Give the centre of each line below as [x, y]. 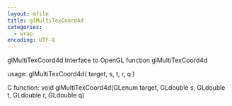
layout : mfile [28, 14]
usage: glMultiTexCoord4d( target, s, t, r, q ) [71, 74]
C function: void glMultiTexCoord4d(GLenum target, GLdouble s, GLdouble [116, 88]
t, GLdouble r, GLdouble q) [46, 95]
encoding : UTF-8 [31, 40]
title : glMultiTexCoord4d [45, 20]
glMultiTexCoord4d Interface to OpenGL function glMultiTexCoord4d [108, 60]
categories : [25, 27]
